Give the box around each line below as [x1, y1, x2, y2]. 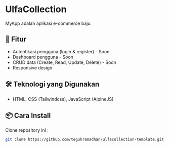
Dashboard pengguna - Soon [12, 54, 73, 60]
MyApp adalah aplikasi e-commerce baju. [5, 20, 92, 26]
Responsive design [12, 64, 53, 70]
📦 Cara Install [5, 111, 51, 120]
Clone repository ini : [5, 127, 49, 133]
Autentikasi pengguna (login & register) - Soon [12, 48, 110, 54]
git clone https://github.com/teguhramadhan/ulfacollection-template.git [5, 137, 164, 142]
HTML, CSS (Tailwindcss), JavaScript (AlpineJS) [12, 96, 114, 102]
